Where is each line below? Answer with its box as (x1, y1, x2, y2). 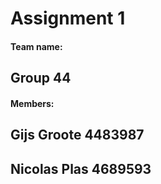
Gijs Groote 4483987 (10, 127, 145, 144)
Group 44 (10, 70, 72, 87)
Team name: (10, 40, 63, 52)
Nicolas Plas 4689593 (10, 160, 152, 177)
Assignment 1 (10, 7, 126, 30)
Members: (10, 97, 55, 109)
